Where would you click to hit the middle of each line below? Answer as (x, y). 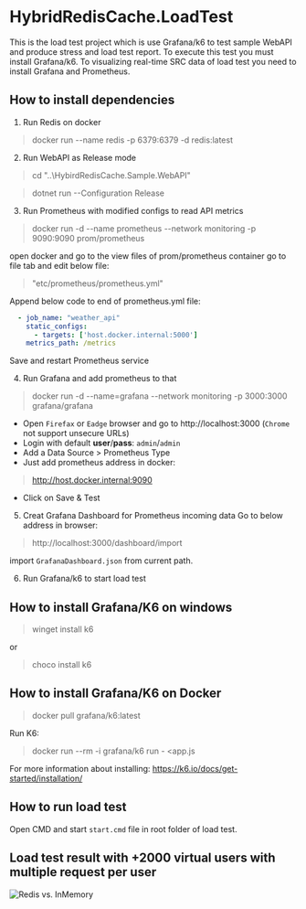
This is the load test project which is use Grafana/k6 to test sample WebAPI (151, 42)
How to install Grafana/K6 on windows (121, 607)
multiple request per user (83, 872)
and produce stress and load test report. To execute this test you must (142, 51)
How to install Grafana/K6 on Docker (116, 694)
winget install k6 (63, 629)
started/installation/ (46, 778)
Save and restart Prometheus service (79, 361)
